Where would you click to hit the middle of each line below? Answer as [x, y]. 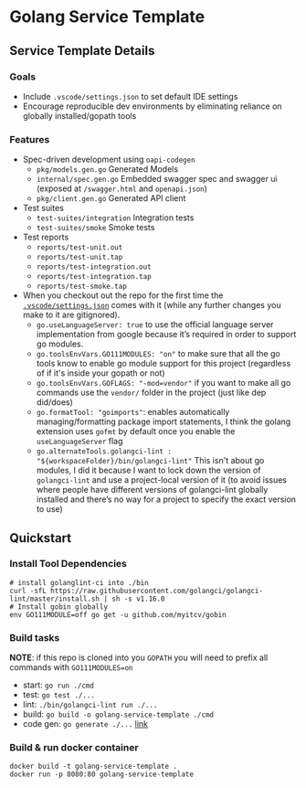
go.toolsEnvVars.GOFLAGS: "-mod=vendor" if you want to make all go [164, 383]
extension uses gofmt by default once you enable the [136, 431]
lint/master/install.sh [55, 599]
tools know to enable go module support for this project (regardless [164, 364]
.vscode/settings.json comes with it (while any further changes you [152, 305]
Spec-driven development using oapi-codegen [109, 160]
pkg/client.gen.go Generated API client [111, 198]
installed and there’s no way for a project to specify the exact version [166, 499]
